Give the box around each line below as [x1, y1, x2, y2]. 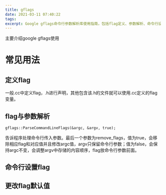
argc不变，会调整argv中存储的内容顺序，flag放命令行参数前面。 [9, 147, 139, 153]
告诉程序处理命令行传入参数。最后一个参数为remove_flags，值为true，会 [5, 135, 153, 141]
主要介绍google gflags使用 [5, 35, 59, 41]
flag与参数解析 [5, 112, 50, 121]
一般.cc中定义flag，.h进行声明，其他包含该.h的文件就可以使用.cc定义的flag [5, 90, 158, 96]
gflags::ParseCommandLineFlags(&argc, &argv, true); [5, 126, 116, 130]
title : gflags [5, 7, 35, 12]
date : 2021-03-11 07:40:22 [5, 12, 61, 17]
